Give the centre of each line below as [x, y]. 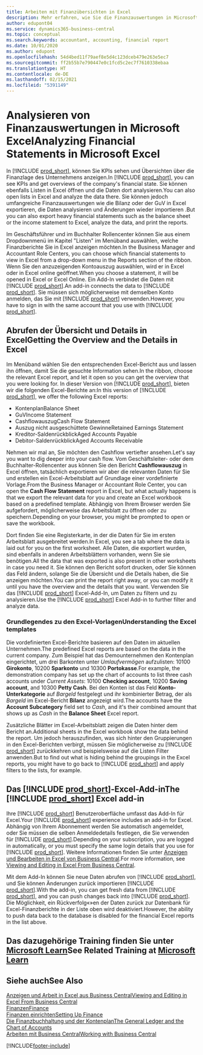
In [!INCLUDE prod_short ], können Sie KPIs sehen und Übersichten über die [100, 171]
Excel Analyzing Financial [71, 141]
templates [21, 629]
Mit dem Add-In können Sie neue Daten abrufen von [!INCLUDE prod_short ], [101, 877]
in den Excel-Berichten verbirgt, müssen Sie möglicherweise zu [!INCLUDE [99, 745]
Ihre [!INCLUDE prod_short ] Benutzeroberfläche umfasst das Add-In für [95, 813]
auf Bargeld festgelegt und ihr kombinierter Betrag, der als [119, 694]
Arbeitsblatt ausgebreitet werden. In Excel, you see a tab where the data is [98, 541]
